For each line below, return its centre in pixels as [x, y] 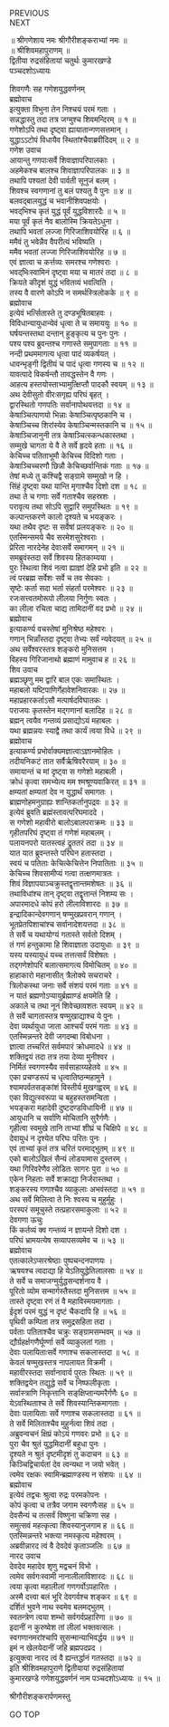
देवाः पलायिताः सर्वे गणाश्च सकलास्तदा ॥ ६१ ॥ [75, 1413]
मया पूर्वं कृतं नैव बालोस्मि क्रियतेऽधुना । [65, 221]
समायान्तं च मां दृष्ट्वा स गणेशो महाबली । [66, 772]
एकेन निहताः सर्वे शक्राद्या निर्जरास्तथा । [65, 1179]
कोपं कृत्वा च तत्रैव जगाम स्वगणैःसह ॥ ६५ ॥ [71, 1505]
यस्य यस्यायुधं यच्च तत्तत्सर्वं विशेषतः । [63, 955]
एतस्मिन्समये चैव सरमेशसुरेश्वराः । [57, 537]
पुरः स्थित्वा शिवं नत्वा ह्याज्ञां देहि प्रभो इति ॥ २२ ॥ [78, 568]
